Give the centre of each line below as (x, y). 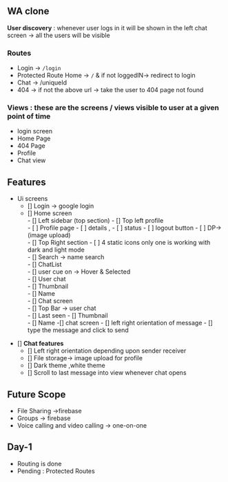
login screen (35, 131)
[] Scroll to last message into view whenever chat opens (107, 373)
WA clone (28, 11)
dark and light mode (56, 250)
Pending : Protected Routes (56, 471)
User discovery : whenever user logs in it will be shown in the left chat (107, 28)
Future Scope (37, 394)
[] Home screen (50, 213)
